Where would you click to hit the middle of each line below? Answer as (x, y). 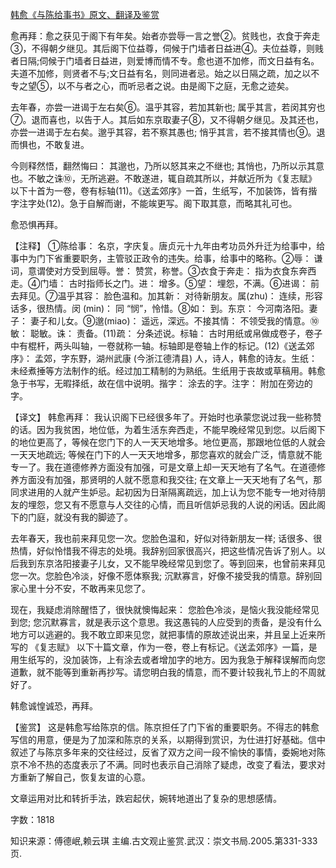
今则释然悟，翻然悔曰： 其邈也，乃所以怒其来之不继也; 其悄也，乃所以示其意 (167, 166)
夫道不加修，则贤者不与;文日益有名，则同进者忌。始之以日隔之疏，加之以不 (165, 73)
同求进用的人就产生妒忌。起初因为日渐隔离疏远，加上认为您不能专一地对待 (163, 492)
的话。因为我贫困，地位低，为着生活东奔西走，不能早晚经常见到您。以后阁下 (168, 429)
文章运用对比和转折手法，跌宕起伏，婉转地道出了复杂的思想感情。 (146, 798)
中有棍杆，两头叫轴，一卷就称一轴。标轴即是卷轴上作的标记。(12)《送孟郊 (162, 346)
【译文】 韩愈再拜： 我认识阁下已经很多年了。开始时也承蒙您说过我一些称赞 (166, 417)
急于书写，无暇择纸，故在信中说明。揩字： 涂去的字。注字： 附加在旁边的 (161, 383)
